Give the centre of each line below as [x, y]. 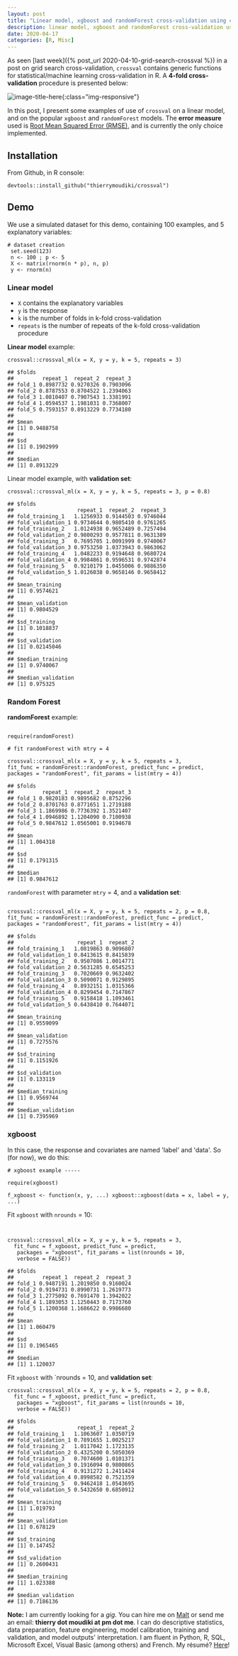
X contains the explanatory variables [70, 303]
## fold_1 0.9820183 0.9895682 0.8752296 [69, 799]
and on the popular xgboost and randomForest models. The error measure [114, 118]
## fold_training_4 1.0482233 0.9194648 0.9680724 [87, 554]
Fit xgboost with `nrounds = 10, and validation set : [80, 1377]
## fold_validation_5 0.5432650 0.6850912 [71, 1490]
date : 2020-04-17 [33, 34]
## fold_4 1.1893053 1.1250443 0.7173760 [69, 1302]
